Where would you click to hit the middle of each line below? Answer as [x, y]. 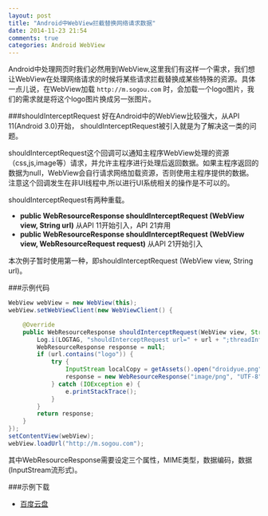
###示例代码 [29, 288]
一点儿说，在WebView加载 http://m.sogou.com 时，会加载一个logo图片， [128, 89]
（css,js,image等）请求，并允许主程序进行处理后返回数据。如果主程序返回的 [134, 163]
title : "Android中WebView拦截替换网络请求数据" [82, 23]
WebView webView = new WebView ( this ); [73, 303]
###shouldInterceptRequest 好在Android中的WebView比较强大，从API [124, 116]
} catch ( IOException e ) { [96, 384]
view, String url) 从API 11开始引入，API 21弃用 [95, 225]
